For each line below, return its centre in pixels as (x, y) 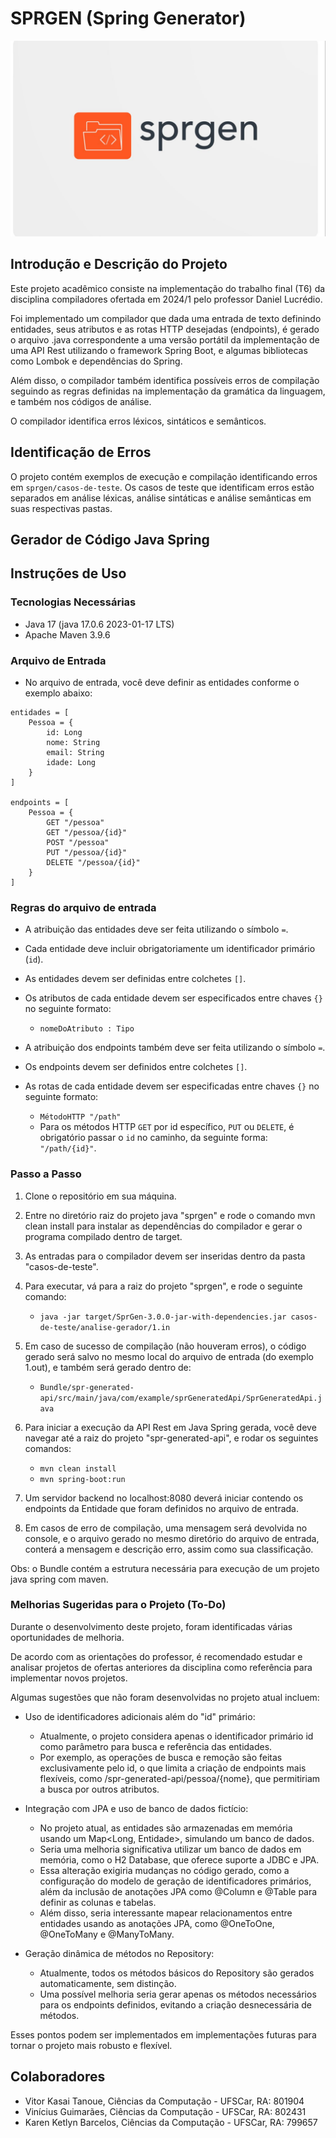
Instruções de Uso (68, 573)
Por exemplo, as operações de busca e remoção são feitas (161, 1757)
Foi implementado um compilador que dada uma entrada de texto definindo (166, 318)
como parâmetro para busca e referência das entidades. (156, 1746)
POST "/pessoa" (78, 842)
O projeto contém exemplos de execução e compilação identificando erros (164, 476)
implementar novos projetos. (69, 1678)
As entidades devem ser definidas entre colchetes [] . (135, 979)
